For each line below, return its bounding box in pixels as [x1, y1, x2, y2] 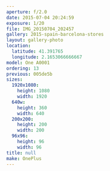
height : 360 [17, 104, 47, 111]
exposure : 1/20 [6, 20, 45, 26]
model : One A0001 [6, 59, 50, 65]
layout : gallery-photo [6, 37, 63, 43]
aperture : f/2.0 [6, 8, 47, 15]
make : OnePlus [6, 155, 42, 161]
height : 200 [17, 122, 47, 128]
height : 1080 [17, 88, 50, 94]
